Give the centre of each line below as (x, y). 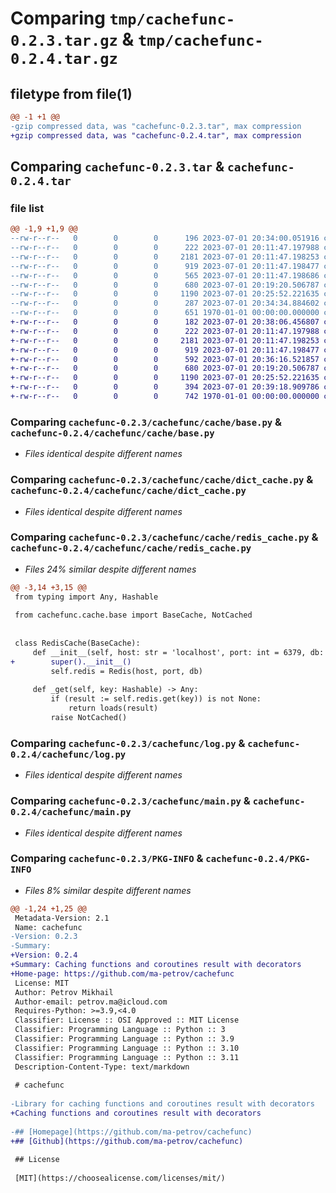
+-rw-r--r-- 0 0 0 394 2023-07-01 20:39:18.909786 (165, 387)
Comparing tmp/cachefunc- (123, 18)
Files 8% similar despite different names (108, 890)
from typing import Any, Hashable (86, 597)
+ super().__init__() (71, 662)
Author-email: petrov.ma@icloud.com (91, 1002)
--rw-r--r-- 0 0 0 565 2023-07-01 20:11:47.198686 (165, 275)
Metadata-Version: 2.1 (62, 918)
